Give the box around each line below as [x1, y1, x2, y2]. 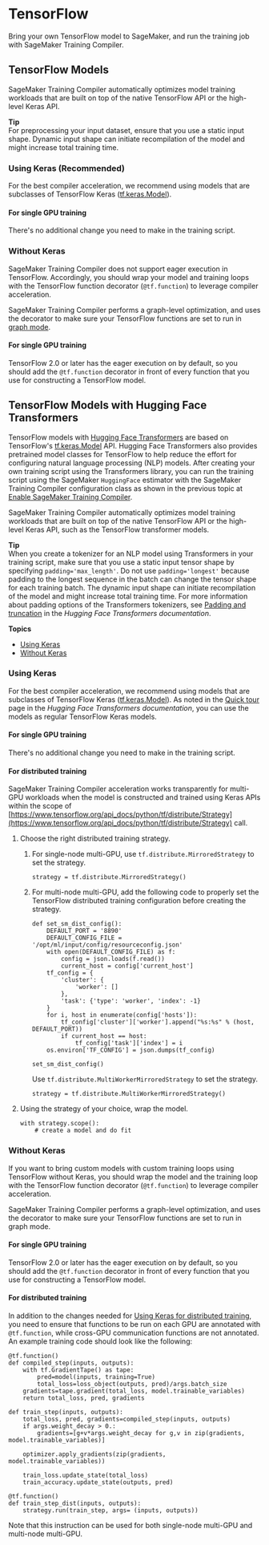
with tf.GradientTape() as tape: [22, 1365, 134, 1374]
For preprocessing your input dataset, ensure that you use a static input [8, 125, 244, 135]
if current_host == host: [60, 1032, 147, 1040]
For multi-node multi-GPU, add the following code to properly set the [31, 887, 259, 897]
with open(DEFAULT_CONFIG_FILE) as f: [46, 948, 176, 956]
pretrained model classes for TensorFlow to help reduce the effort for [8, 449, 237, 459]
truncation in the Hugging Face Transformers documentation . [8, 608, 211, 618]
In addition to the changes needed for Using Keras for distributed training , [8, 1311, 252, 1320]
